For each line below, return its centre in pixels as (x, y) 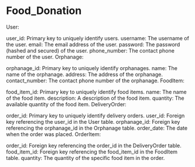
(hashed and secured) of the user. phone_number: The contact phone (90, 50)
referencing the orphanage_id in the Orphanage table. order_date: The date (97, 128)
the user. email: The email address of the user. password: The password (93, 44)
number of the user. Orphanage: (45, 57)
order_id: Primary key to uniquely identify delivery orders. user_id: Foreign (95, 116)
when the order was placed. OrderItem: (54, 134)
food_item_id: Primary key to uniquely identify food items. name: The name (96, 92)
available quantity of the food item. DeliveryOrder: (66, 104)
